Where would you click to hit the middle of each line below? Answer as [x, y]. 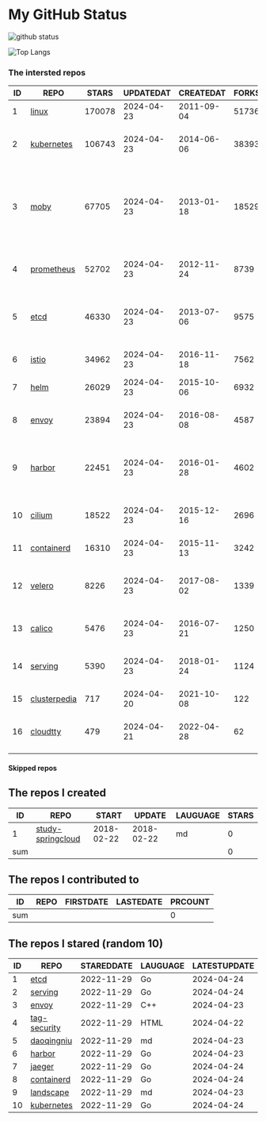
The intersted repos [47, 72]
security [46, 1028]
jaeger [42, 1067]
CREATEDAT [202, 93]
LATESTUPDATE [223, 966]
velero [42, 586]
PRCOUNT [190, 902]
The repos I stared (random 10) [86, 944]
